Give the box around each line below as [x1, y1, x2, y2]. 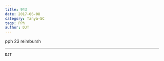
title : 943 [5, 7, 27, 12]
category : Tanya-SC [5, 16, 45, 21]
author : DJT [5, 25, 29, 30]
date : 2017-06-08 [5, 12, 41, 16]
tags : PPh [5, 20, 25, 26]
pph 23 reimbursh [5, 38, 41, 44]
